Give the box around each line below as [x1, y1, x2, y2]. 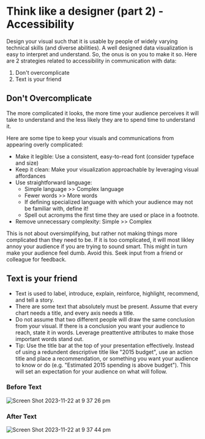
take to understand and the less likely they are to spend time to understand [6, 116, 196, 123]
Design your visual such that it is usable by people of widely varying [6, 37, 178, 45]
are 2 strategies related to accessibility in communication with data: [6, 57, 177, 64]
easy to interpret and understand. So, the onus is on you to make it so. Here [6, 50, 197, 58]
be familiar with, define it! [24, 204, 89, 212]
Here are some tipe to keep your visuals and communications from [6, 134, 174, 141]
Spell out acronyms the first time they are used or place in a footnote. [24, 211, 199, 219]
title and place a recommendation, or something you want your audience [15, 355, 199, 362]
